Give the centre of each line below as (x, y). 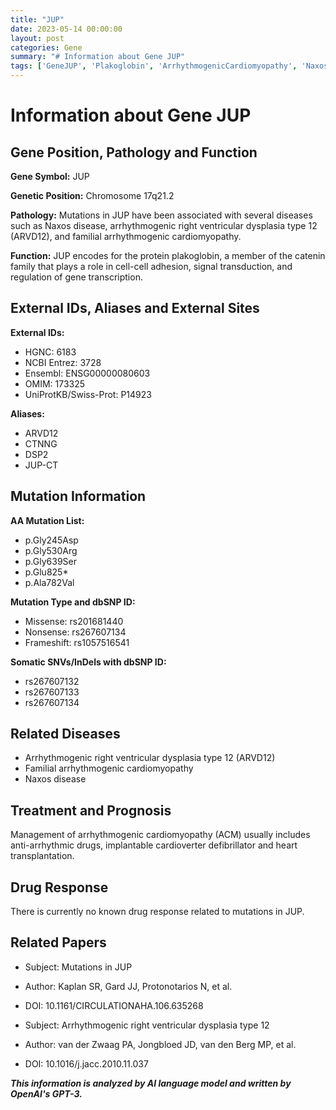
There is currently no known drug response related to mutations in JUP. (157, 912)
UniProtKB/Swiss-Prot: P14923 (88, 394)
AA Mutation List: (47, 520)
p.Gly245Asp (51, 540)
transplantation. (42, 856)
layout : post (37, 38)
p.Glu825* (46, 572)
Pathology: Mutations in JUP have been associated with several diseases (161, 215)
